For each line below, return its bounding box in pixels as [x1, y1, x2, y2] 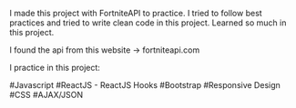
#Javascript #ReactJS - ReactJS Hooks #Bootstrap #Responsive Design [9, 80, 281, 90]
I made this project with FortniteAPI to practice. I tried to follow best [9, 8, 262, 18]
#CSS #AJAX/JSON [9, 90, 84, 100]
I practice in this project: [9, 63, 100, 73]
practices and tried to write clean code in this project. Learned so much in [9, 17, 287, 28]
